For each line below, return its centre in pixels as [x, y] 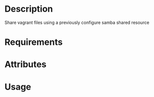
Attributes [26, 65]
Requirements [34, 42]
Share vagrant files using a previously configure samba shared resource [77, 22]
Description [29, 9]
